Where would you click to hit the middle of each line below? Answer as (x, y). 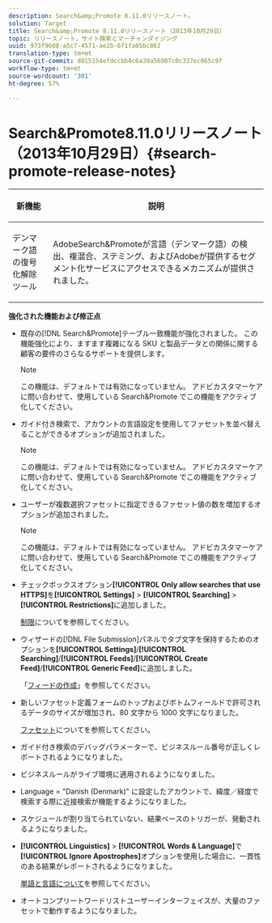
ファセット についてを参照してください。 (87, 730)
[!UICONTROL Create (172, 658)
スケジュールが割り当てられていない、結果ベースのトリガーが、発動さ (136, 819)
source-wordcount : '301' (50, 76)
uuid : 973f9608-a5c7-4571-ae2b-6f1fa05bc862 (85, 46)
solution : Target (38, 23)
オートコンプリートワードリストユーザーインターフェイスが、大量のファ (140, 901)
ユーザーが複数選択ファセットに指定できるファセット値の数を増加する (137, 504)
